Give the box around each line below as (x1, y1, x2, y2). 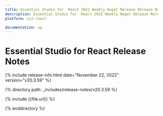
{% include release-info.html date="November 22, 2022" (5, 72, 119, 78)
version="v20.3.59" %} (5, 77, 52, 83)
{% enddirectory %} (5, 105, 45, 112)
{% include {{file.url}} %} (5, 96, 55, 102)
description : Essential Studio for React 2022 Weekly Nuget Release (5, 12, 149, 17)
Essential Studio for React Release (5, 46, 147, 57)
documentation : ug (5, 25, 42, 30)
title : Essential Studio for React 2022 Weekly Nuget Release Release (5, 7, 153, 12)
